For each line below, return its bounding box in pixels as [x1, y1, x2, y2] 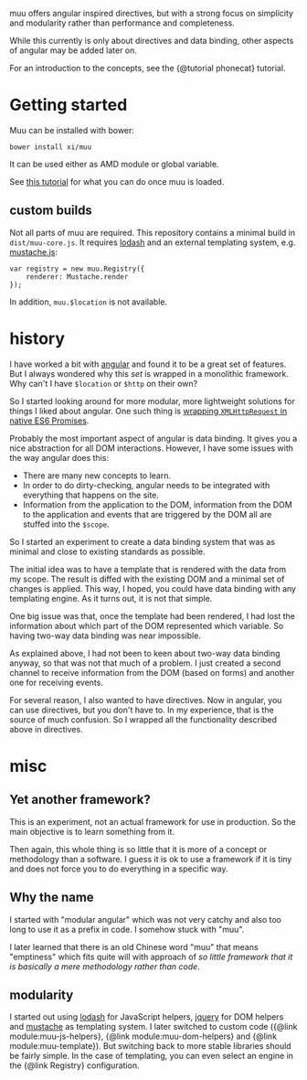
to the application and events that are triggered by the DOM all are [22, 508, 272, 519]
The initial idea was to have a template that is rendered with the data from [9, 563, 287, 574]
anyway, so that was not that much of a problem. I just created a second [9, 658, 281, 668]
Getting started [9, 95, 128, 115]
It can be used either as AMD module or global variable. [9, 158, 219, 169]
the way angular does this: [9, 452, 110, 463]
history [9, 328, 66, 348]
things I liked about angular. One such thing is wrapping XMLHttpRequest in [9, 405, 288, 416]
